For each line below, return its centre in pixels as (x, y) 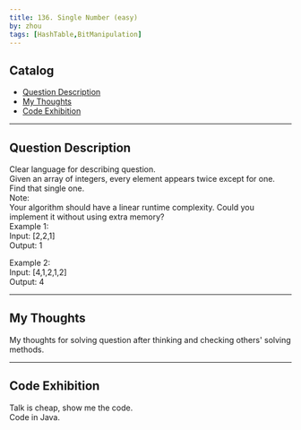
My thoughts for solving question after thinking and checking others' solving (150, 340)
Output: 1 (26, 245)
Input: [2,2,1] (32, 236)
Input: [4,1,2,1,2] (38, 272)
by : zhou (26, 26)
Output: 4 (27, 282)
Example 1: (29, 226)
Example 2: (30, 262)
